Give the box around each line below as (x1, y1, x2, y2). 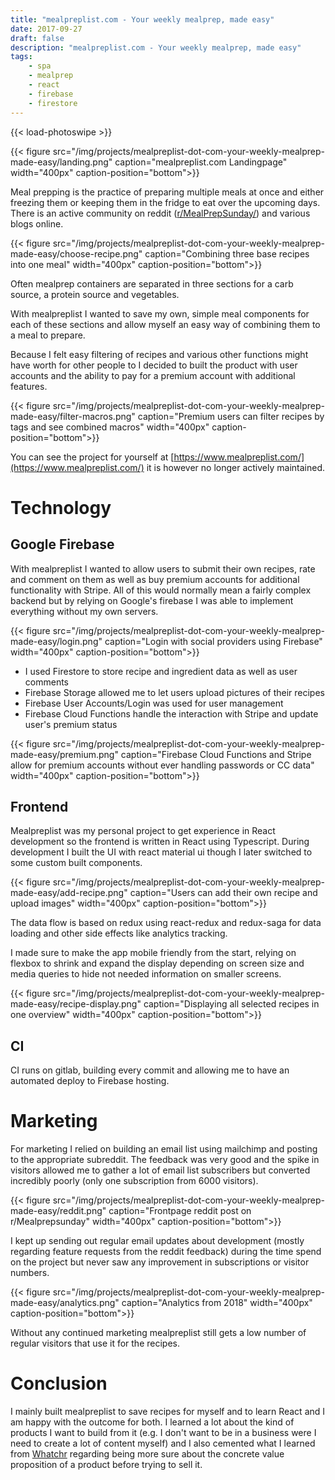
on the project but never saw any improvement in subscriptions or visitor (10, 1256, 310, 1268)
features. (10, 380, 48, 392)
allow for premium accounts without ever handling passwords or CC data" (10, 759, 315, 771)
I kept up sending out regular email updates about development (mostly (10, 1235, 305, 1247)
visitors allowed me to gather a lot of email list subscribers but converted (10, 1164, 311, 1176)
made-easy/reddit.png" (10, 1205, 107, 1217)
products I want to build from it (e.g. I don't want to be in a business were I (10, 1427, 317, 1438)
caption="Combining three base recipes (144, 247, 310, 260)
